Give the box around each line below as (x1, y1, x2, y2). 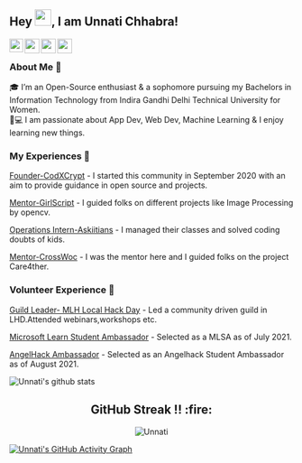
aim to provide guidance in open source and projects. (9, 180, 208, 190)
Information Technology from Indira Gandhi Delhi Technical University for (9, 95, 281, 106)
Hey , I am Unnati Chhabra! (9, 14, 178, 30)
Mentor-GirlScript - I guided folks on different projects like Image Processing (9, 198, 294, 208)
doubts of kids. (9, 234, 66, 245)
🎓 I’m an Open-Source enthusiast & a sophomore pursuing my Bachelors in (9, 82, 292, 93)
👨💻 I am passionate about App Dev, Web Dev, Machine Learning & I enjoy (9, 115, 284, 125)
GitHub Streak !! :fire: (90, 403, 213, 418)
